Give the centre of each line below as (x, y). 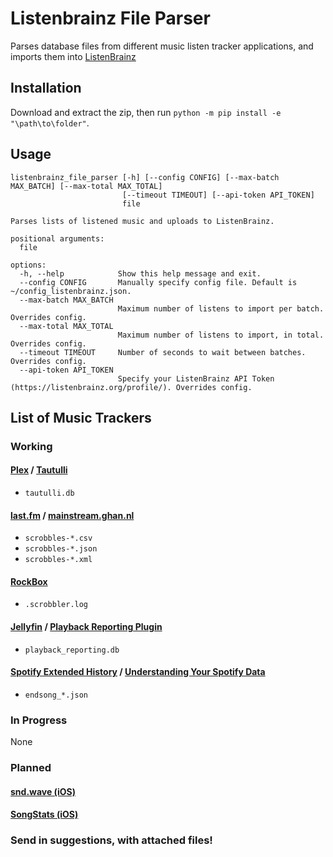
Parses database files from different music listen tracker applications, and (162, 46)
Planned (31, 768)
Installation (46, 88)
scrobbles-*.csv (58, 538)
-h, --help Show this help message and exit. (140, 273)
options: (28, 265)
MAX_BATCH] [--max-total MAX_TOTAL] (86, 186)
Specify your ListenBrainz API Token (196, 378)
